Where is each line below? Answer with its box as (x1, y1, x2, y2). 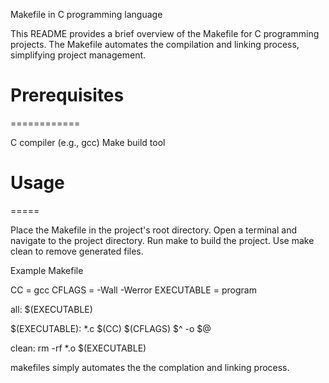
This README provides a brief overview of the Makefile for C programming (10, 28, 320, 39)
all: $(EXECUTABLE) (10, 303, 93, 315)
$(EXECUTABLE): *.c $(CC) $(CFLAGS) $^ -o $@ (10, 322, 212, 334)
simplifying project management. (10, 49, 147, 61)
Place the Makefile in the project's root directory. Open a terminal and (10, 224, 297, 236)
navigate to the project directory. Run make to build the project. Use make (10, 234, 315, 246)
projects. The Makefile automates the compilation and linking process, (10, 39, 300, 50)
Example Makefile (10, 264, 84, 276)
